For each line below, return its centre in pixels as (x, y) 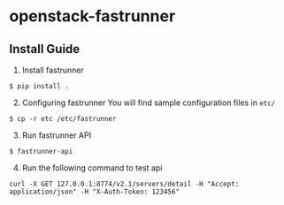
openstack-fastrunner (92, 16)
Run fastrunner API (56, 135)
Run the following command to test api (92, 168)
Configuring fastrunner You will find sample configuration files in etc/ (149, 102)
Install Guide (45, 49)
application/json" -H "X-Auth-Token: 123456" (94, 192)
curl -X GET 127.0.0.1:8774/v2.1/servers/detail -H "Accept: (124, 184)
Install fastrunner (53, 70)
